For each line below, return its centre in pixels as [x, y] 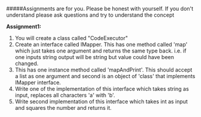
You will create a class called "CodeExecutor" [71, 38]
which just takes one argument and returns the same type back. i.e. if [100, 51]
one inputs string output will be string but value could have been [94, 57]
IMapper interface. [38, 82]
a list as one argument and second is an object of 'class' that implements [105, 76]
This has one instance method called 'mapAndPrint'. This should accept [103, 70]
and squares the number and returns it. [63, 108]
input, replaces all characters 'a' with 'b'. [65, 95]
